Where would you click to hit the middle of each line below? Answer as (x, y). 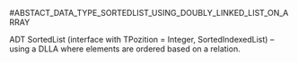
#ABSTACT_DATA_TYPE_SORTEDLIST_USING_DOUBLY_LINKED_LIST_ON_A (149, 13)
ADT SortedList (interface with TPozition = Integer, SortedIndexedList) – (142, 39)
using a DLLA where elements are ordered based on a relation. (125, 49)
